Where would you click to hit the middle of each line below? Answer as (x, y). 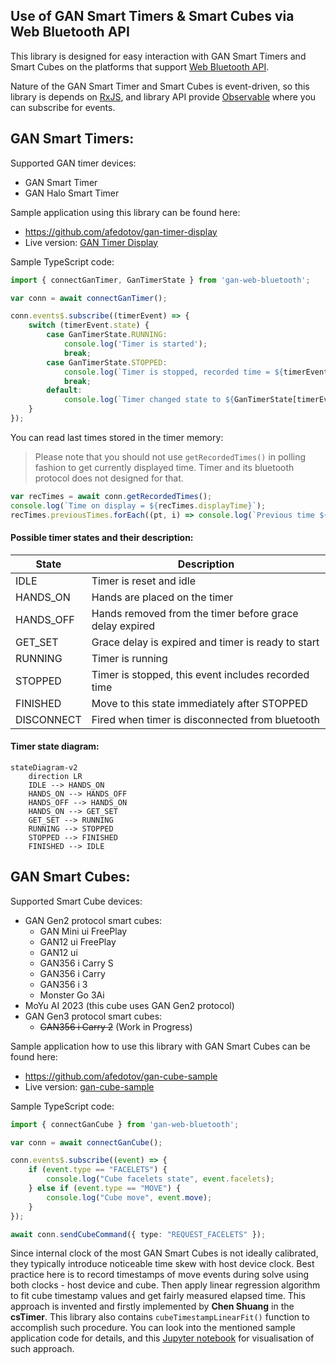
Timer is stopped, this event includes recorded (200, 674)
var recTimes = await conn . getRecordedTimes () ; (111, 496)
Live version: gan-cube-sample (89, 1086)
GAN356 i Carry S (76, 963)
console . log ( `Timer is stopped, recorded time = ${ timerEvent (196, 372)
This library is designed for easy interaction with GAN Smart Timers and (158, 56)
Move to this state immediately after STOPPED (200, 703)
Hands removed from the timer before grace (195, 613)
